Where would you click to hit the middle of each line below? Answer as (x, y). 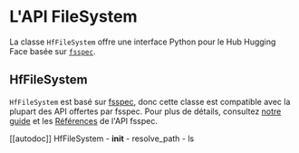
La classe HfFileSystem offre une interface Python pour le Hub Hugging (143, 42)
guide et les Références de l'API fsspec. (84, 120)
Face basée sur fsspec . (53, 51)
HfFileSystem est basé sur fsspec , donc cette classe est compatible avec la (150, 101)
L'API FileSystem (73, 17)
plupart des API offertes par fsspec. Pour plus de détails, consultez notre (145, 111)
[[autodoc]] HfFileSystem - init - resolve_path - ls (102, 139)
